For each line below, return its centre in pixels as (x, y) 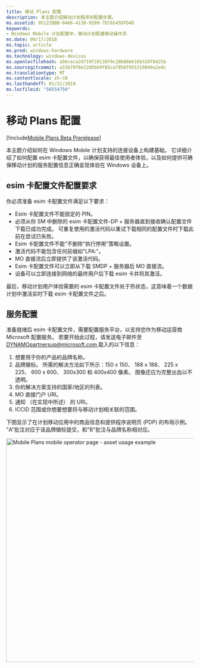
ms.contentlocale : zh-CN (37, 78)
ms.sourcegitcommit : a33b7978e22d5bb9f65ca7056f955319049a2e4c (86, 67)
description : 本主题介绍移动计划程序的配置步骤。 (61, 17)
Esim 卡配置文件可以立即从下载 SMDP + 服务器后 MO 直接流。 (91, 266)
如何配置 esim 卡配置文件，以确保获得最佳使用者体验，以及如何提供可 (102, 157)
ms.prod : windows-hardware (40, 51)
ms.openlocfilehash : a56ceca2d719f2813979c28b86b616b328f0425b (86, 61)
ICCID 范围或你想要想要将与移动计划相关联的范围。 (77, 410)
